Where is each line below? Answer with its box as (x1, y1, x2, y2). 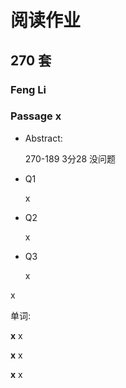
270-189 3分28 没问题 (24, 152, 117, 165)
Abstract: (24, 132, 63, 144)
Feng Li (10, 82, 47, 96)
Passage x (10, 109, 62, 123)
